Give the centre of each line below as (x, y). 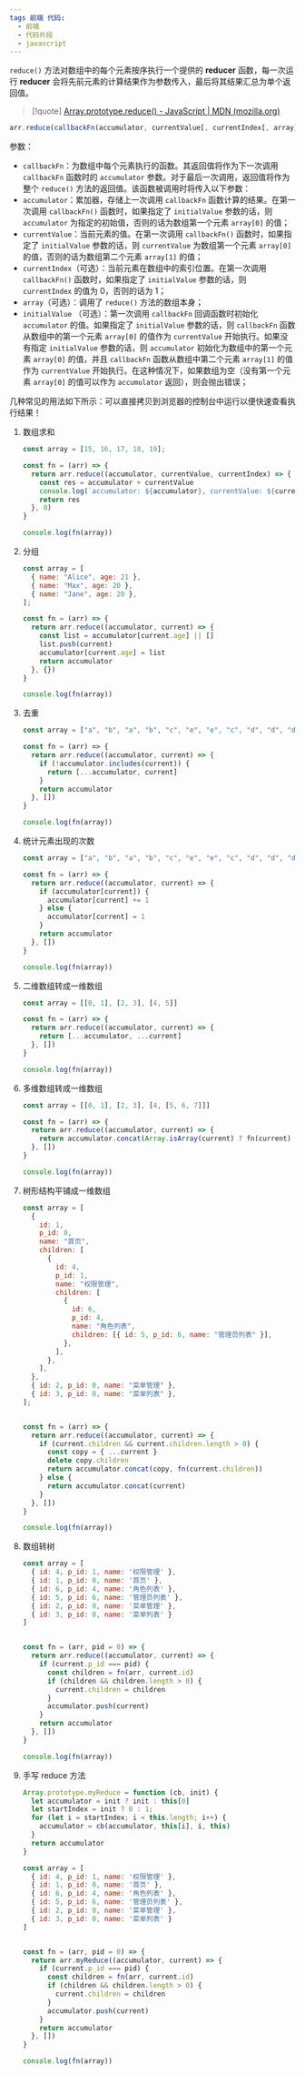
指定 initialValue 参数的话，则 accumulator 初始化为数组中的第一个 (157, 348)
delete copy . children (88, 1461)
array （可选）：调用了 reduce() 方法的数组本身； (113, 302)
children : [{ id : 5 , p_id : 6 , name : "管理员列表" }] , (172, 1334)
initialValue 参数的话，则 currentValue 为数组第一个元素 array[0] (166, 246)
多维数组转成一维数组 (62, 1088)
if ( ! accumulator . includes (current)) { (115, 764)
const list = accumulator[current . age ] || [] (127, 636)
